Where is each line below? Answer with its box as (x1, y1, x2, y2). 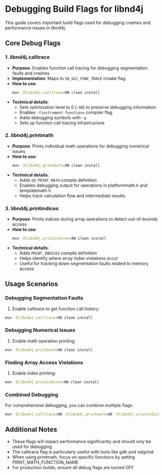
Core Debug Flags (5, 39, 61, 48)
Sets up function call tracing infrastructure (19, 120, 105, 125)
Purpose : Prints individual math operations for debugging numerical (12, 143, 149, 149)
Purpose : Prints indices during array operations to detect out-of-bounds (12, 216, 158, 222)
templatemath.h (19, 187, 51, 193)
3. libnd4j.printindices (5, 205, 59, 212)
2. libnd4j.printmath (5, 132, 54, 139)
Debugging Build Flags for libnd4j (5, 3, 143, 15)
